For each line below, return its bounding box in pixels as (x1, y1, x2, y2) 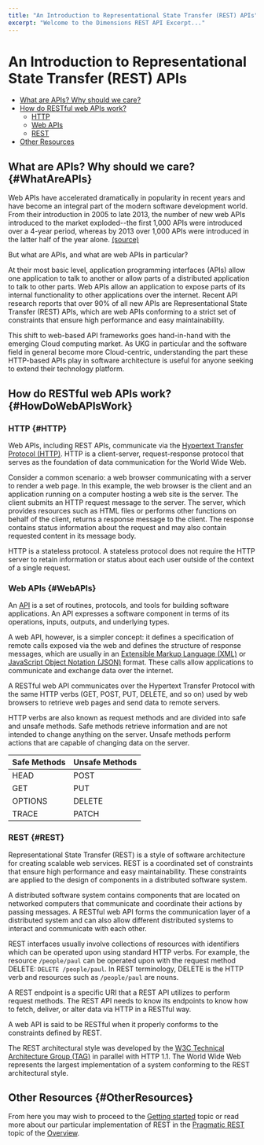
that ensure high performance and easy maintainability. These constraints (8, 867, 247, 876)
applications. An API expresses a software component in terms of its (8, 609, 229, 618)
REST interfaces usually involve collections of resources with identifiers (8, 939, 240, 948)
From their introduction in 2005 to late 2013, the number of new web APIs (8, 210, 246, 219)
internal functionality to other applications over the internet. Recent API (8, 290, 238, 300)
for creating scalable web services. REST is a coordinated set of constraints (8, 858, 254, 867)
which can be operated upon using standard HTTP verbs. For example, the (8, 947, 250, 956)
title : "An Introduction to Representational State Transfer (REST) (8, 11, 237, 20)
